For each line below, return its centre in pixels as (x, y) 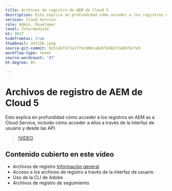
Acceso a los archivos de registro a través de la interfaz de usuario (83, 172)
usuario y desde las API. (31, 128)
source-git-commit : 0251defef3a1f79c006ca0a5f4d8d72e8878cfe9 (73, 48)
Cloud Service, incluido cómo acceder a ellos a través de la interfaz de (80, 123)
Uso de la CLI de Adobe (38, 177)
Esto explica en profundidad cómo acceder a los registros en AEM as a (80, 117)
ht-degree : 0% (20, 62)
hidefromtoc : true (25, 39)
